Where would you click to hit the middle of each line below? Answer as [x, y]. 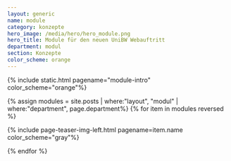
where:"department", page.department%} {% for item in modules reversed [115, 108]
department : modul [34, 47]
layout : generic [31, 14]
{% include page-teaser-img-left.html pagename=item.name [95, 130]
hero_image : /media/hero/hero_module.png [69, 34]
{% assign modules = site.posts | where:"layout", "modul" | [93, 101]
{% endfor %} [27, 151]
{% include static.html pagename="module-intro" [79, 80]
